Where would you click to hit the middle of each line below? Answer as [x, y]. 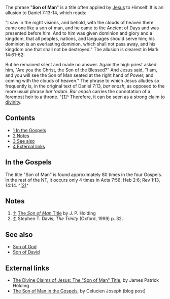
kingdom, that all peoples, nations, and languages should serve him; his [80, 38]
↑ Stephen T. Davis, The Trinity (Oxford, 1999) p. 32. [68, 219]
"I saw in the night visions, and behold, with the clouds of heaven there [79, 23]
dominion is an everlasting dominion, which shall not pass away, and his [80, 44]
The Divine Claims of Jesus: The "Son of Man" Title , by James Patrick [86, 280]
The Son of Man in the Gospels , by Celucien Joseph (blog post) [79, 291]
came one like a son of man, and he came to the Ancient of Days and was [82, 28]
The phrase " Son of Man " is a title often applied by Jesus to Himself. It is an [84, 7]
